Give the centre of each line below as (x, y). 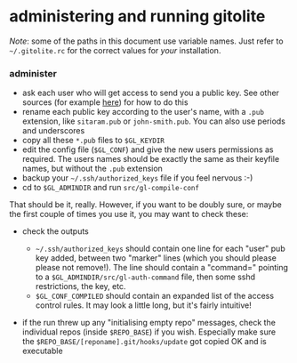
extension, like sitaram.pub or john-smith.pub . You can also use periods (154, 121)
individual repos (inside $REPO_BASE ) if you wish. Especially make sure (149, 332)
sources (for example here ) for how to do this (105, 102)
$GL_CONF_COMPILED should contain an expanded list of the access (154, 296)
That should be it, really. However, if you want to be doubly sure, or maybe (145, 205)
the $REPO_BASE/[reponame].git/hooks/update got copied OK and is (144, 342)
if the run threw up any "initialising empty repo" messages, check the (148, 323)
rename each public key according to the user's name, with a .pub (143, 112)
